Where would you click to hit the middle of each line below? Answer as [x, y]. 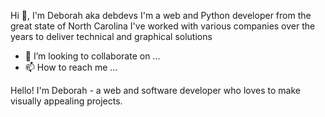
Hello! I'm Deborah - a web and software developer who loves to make [155, 90]
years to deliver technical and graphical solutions [111, 36]
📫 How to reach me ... [71, 67]
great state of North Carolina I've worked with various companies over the [163, 26]
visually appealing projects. [66, 101]
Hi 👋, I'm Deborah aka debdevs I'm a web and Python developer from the [161, 15]
